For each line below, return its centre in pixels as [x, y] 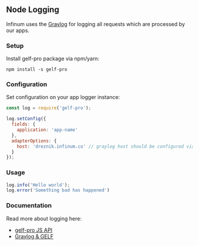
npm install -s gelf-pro [37, 70]
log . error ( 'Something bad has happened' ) [58, 190]
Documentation [29, 206]
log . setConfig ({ [26, 119]
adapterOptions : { [34, 141]
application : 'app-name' [47, 130]
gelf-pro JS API [33, 230]
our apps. [18, 30]
